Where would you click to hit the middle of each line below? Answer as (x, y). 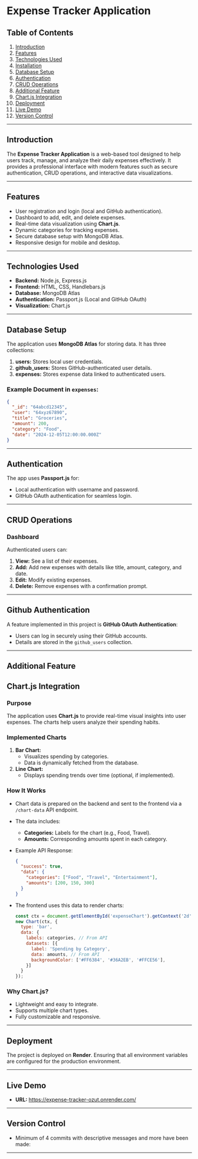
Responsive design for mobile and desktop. (68, 242)
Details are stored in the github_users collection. (74, 642)
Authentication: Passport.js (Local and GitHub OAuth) (81, 300)
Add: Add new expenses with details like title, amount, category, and (98, 567)
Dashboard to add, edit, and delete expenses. (70, 217)
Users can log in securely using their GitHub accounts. (81, 636)
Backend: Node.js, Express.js (51, 281)
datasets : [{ (42, 944)
